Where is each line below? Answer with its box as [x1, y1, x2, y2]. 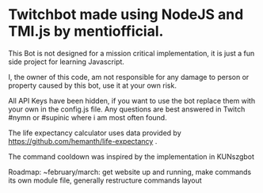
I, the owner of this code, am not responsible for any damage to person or [8, 72, 250, 81]
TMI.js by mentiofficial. [8, 22, 164, 40]
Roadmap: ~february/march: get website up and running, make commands [8, 167, 252, 176]
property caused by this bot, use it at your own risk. [8, 81, 177, 90]
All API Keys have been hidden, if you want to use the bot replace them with [8, 96, 256, 105]
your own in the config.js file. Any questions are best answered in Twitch [8, 104, 246, 114]
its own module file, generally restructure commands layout [8, 176, 202, 185]
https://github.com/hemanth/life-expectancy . [8, 136, 158, 146]
